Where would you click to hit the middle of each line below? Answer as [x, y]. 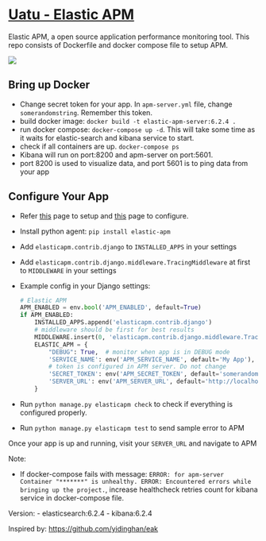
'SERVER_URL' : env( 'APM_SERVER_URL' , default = [127, 382]
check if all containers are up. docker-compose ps [100, 146]
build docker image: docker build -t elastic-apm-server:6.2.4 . [128, 121]
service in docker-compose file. [72, 497]
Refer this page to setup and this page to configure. [104, 215]
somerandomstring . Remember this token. [86, 112]
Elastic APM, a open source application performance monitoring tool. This [129, 37]
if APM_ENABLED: [46, 315]
